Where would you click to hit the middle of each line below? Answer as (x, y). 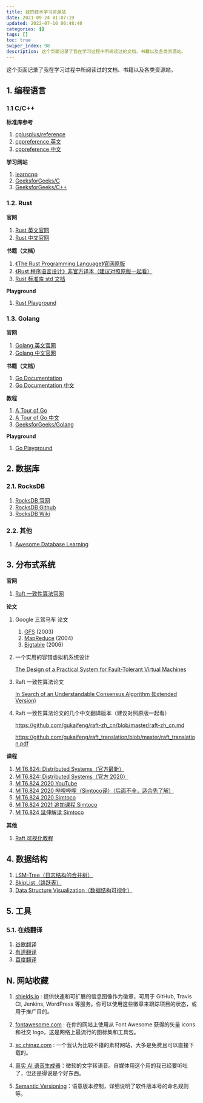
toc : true (19, 40)
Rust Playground (35, 302)
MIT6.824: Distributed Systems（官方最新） (70, 769)
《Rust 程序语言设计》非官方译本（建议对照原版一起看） (84, 271)
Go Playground (34, 448)
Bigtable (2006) (44, 644)
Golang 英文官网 (35, 346)
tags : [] (17, 35)
